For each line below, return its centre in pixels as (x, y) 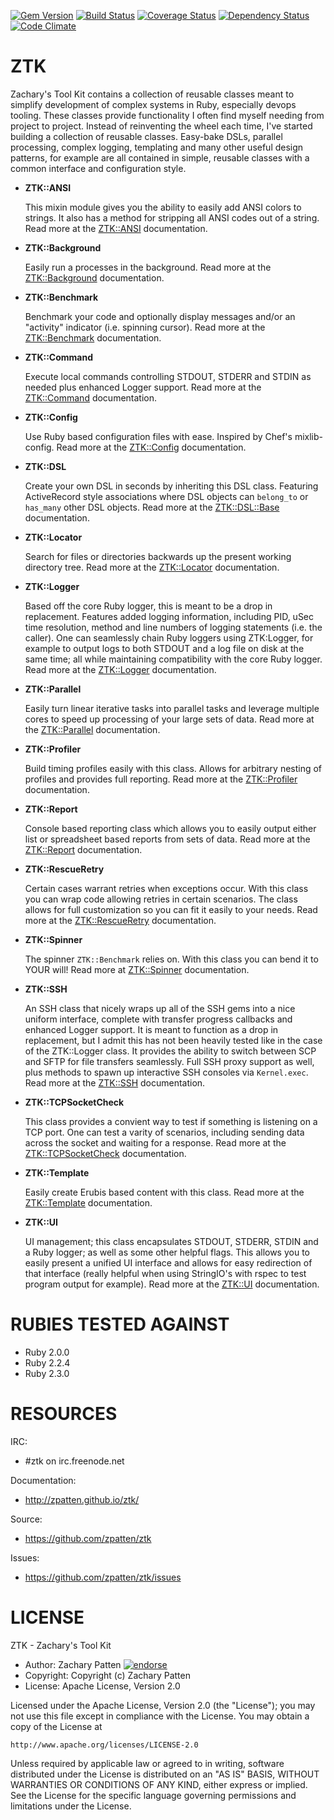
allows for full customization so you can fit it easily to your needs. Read (171, 909)
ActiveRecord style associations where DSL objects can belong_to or (166, 496)
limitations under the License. (71, 1806)
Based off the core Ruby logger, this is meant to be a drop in (148, 606)
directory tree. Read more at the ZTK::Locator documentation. (152, 567)
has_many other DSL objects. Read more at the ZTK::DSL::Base (152, 507)
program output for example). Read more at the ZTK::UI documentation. (172, 1284)
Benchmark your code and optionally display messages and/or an (160, 316)
